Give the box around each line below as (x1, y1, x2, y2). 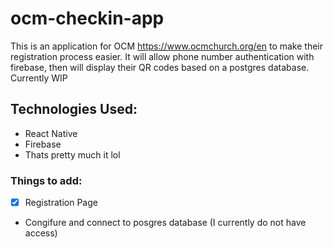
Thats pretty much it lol (24, 148, 121, 161)
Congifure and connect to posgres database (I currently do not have (24, 217, 307, 229)
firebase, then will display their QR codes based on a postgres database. (10, 61, 310, 73)
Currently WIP (10, 72, 68, 84)
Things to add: (10, 173, 83, 187)
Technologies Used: (10, 101, 138, 118)
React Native (24, 127, 78, 139)
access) (24, 227, 58, 239)
